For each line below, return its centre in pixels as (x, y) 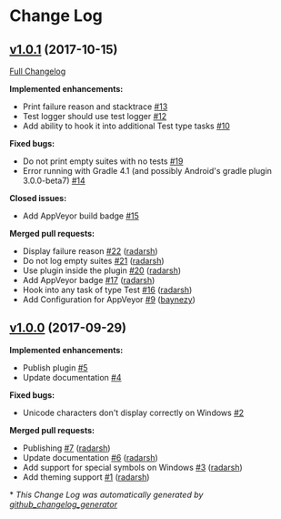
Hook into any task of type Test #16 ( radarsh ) (107, 290)
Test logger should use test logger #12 (95, 116)
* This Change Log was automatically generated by (106, 494)
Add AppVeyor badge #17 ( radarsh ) (89, 280)
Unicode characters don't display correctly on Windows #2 (133, 412)
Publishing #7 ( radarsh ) (66, 448)
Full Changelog (38, 71)
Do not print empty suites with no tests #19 (103, 161)
